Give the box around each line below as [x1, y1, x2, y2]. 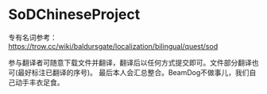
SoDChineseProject [8, 6, 141, 24]
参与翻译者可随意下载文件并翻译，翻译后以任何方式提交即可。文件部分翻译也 [8, 58, 259, 67]
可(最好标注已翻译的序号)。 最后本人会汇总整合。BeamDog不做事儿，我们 [8, 67, 250, 77]
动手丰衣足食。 [14, 77, 64, 87]
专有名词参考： [8, 32, 57, 42]
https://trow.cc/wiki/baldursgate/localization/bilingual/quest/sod [8, 41, 219, 51]
